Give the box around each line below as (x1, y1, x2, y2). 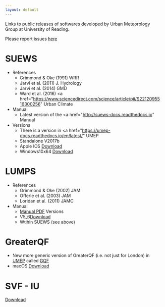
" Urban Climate (40, 101, 73, 107)
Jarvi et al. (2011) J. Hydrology (19, 80, 82, 86)
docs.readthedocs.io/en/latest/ (19, 132, 83, 139)
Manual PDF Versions (19, 208, 64, 214)
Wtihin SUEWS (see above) (19, 219, 75, 225)
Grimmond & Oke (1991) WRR (19, 75, 79, 81)
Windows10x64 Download (19, 148, 73, 154)
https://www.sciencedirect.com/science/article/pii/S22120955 (33, 96, 160, 102)
